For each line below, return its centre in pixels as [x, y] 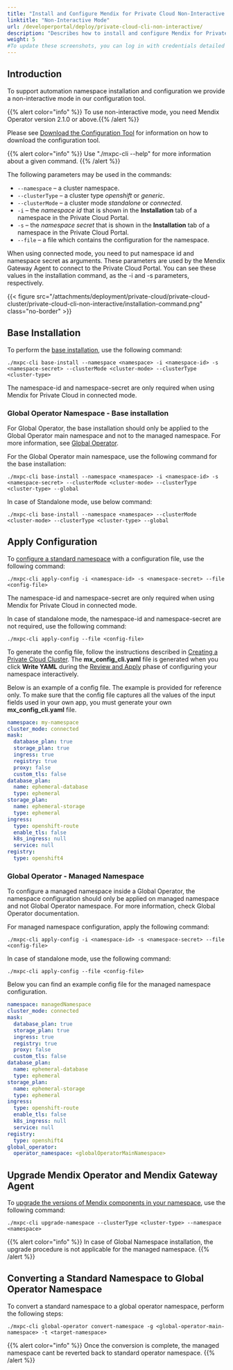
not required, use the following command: [67, 626]
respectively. [25, 283]
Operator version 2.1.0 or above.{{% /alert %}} [74, 119]
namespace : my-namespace [43, 722]
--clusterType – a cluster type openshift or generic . [91, 195]
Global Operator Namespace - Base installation [88, 413]
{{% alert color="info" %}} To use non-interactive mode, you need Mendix [113, 111]
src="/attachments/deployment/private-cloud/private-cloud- [123, 296]
